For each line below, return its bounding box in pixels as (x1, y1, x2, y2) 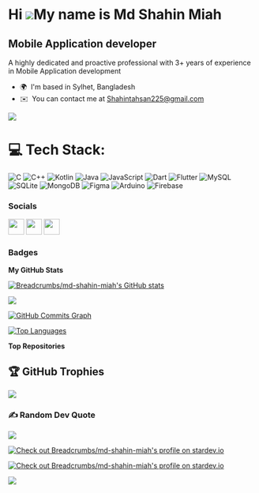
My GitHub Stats (8, 265, 64, 274)
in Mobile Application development (8, 66, 122, 76)
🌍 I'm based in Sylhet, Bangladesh (19, 82, 136, 92)
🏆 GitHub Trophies (8, 365, 105, 378)
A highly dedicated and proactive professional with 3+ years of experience (8, 58, 251, 67)
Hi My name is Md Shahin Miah (8, 6, 223, 24)
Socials (8, 200, 37, 211)
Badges (8, 247, 38, 258)
